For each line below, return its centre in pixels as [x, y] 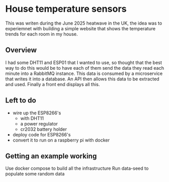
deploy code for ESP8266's [42, 134]
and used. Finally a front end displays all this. [53, 84]
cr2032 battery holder [44, 129]
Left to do [21, 100]
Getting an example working [51, 156]
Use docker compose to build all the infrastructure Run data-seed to [77, 168]
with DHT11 [32, 118]
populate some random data [35, 174]
